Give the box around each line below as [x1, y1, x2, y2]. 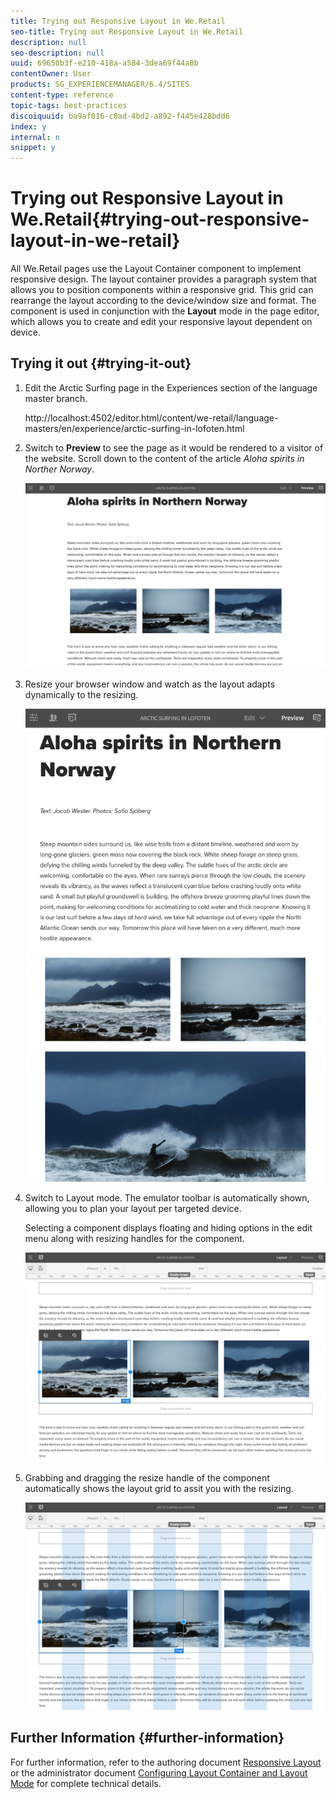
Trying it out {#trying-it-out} [10, 355, 192, 372]
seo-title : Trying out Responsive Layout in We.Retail [10, 26, 244, 37]
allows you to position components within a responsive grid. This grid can [10, 284, 314, 296]
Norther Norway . [24, 463, 95, 475]
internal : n [10, 132, 60, 142]
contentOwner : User [10, 69, 92, 79]
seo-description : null [10, 48, 105, 58]
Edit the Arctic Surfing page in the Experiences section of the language [24, 381, 318, 394]
